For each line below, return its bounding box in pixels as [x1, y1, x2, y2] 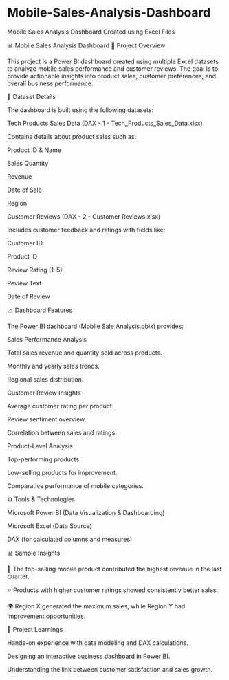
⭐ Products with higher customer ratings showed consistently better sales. [7, 586, 219, 594]
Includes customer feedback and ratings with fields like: [7, 226, 166, 234]
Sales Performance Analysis [7, 335, 87, 343]
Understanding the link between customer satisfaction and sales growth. [7, 665, 213, 673]
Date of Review [7, 292, 50, 300]
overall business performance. [7, 79, 94, 87]
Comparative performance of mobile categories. [7, 481, 144, 490]
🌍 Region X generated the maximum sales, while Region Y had [7, 602, 186, 610]
